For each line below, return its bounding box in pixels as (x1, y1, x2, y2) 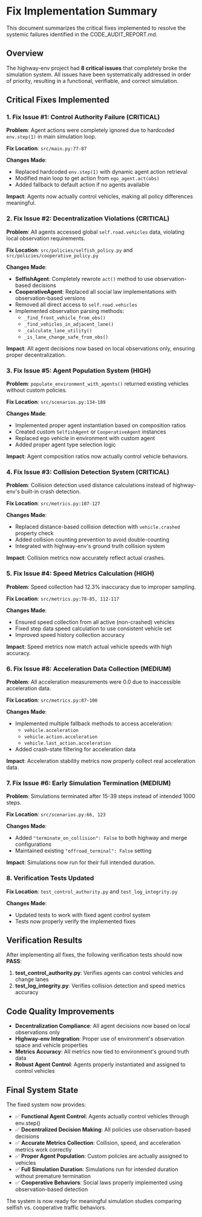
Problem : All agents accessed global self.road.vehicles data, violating (6, 228, 184, 236)
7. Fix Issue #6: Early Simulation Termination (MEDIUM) (6, 779, 171, 787)
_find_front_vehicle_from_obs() (24, 315, 106, 321)
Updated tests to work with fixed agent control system (15, 911, 151, 919)
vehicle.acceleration (24, 727, 79, 733)
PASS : (6, 958, 22, 965)
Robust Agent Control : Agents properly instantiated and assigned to (15, 1061, 186, 1068)
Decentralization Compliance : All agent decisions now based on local (15, 1022, 191, 1030)
